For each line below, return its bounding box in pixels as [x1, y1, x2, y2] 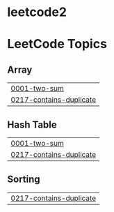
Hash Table [7, 119, 57, 130]
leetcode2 [7, 4, 67, 20]
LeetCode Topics [7, 36, 108, 52]
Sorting [7, 174, 40, 185]
